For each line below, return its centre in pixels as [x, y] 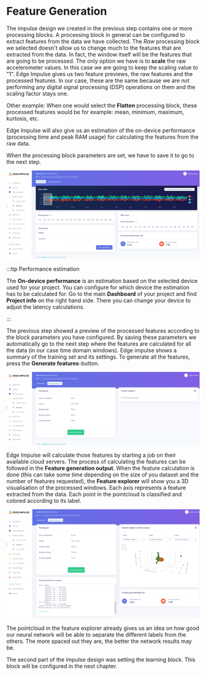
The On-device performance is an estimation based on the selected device [102, 281]
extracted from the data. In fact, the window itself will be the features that [99, 54]
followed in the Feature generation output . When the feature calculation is [101, 468]
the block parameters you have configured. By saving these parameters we [101, 337]
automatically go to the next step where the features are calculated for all [99, 344]
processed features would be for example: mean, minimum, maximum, [95, 112]
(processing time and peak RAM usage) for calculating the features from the [103, 137]
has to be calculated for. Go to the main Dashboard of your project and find [102, 293]
